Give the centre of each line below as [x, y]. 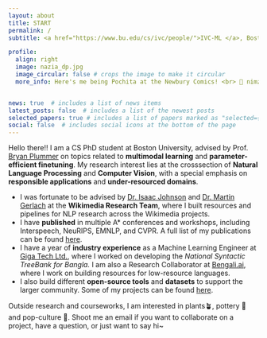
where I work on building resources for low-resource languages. [125, 273]
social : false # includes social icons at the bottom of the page [122, 125]
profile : [23, 52]
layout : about [32, 16]
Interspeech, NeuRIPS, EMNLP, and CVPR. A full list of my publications [135, 231]
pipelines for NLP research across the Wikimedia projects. [115, 214]
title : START [30, 23]
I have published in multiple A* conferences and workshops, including [135, 223]
